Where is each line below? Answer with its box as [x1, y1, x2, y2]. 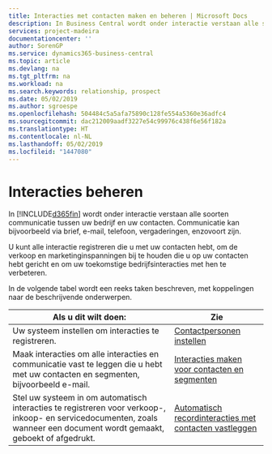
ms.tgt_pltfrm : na [8, 72, 70, 80]
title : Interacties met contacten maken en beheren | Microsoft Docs [8, 11, 249, 20]
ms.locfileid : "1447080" [8, 148, 92, 156]
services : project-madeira [8, 27, 100, 35]
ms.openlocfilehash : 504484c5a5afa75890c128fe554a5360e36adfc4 [8, 110, 227, 118]
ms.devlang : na [8, 65, 60, 73]
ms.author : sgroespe [8, 102, 79, 110]
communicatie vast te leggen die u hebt [12, 358, 163, 370]
